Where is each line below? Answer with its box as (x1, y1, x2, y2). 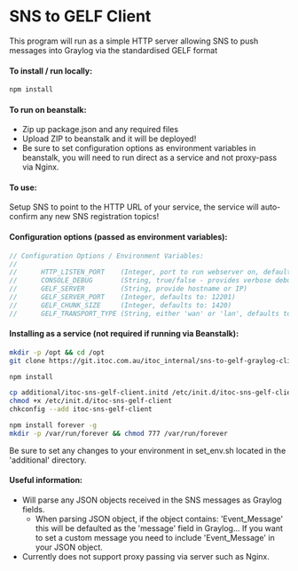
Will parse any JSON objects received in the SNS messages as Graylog (21, 495, 282, 505)
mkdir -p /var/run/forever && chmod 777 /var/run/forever (9, 429, 228, 438)
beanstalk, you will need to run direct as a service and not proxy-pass (21, 153, 278, 163)
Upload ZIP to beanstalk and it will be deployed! (21, 133, 197, 144)
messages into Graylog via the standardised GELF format (9, 44, 218, 55)
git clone (9, 356, 46, 365)
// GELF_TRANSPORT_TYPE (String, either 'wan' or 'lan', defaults (9, 309, 279, 318)
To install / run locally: (9, 65, 93, 76)
